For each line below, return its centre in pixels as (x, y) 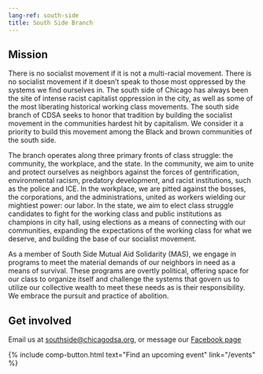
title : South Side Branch (50, 23)
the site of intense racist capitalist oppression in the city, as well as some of (131, 98)
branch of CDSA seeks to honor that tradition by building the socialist (120, 115)
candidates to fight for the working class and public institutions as (115, 214)
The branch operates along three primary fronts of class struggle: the (121, 156)
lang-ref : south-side (44, 15)
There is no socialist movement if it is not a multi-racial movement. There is (130, 73)
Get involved (40, 320)
